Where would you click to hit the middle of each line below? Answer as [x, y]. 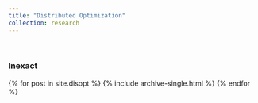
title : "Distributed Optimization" [67, 15]
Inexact [23, 66]
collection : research [44, 23]
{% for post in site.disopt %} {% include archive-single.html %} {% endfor [129, 83]
